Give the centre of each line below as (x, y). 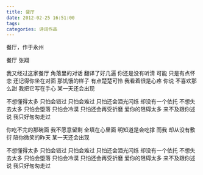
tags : (13, 23)
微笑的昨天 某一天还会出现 (56, 138)
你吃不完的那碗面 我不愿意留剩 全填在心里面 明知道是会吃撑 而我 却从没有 (98, 130)
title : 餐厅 (20, 12)
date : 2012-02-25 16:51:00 (41, 18)
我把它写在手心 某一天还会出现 (56, 89)
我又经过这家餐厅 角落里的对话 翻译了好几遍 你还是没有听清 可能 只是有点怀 (101, 73)
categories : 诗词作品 (32, 29)
